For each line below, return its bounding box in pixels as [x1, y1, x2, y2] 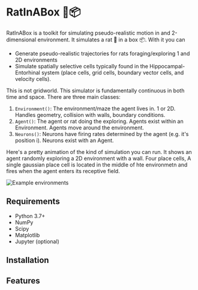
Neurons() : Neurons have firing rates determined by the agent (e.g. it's [14, 130, 189, 137]
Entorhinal [14, 69, 41, 76]
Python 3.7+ [14, 212, 46, 219]
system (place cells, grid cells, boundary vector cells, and [41, 69, 184, 76]
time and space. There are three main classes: [6, 93, 121, 100]
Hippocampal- [149, 62, 185, 70]
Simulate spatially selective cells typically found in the [14, 62, 149, 70]
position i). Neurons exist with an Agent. [14, 137, 114, 144]
